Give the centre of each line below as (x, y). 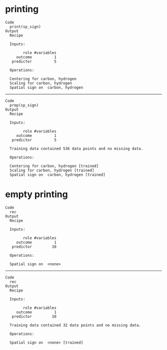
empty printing (37, 194)
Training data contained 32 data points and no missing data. (75, 325)
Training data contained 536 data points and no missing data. (76, 148)
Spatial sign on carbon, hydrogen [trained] (58, 175)
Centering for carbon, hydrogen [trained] (54, 166)
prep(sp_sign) (24, 105)
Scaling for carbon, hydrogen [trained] (52, 170)
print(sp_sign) (25, 27)
